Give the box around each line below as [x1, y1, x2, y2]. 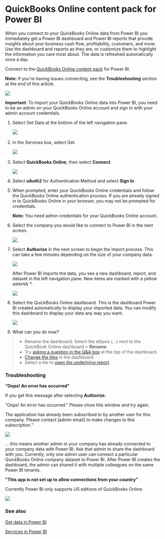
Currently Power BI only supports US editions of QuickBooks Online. [5, 486, 144, 492]
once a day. [5, 56, 29, 62]
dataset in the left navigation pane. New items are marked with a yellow [12, 275, 157, 282]
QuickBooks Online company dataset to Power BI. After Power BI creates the [5, 457, 161, 463]
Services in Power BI [5, 529, 47, 535]
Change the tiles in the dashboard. [24, 354, 95, 360]
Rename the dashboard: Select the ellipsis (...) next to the [24, 338, 141, 344]
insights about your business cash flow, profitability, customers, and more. [5, 40, 156, 46]
